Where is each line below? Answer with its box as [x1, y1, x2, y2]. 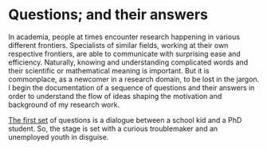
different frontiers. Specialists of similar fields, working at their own [8, 40, 229, 49]
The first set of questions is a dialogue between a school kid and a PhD [8, 115, 242, 124]
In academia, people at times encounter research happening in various [8, 32, 241, 41]
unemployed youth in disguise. [8, 132, 109, 141]
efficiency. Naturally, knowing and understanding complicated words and [8, 57, 249, 67]
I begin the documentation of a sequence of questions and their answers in [8, 82, 255, 93]
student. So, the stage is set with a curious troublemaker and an [8, 124, 218, 133]
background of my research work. [8, 100, 120, 109]
